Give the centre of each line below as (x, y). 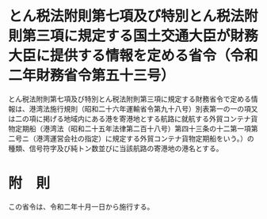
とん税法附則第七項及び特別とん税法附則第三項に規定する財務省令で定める (130, 99)
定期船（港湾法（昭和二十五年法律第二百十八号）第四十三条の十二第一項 (133, 128)
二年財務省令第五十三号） (92, 76)
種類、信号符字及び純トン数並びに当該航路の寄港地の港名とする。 (116, 148)
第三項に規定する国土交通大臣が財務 (141, 36)
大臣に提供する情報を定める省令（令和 (133, 56)
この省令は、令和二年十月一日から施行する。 (81, 206)
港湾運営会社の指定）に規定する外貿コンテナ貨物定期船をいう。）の (145, 138)
